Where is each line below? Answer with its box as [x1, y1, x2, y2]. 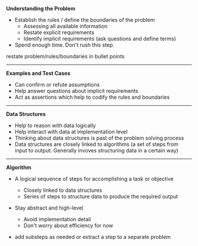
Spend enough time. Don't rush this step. [14, 41, 115, 48]
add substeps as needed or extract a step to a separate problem [14, 234, 171, 240]
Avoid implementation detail [23, 216, 91, 222]
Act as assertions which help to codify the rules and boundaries [14, 94, 170, 101]
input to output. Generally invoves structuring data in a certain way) [14, 147, 179, 154]
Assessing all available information [23, 23, 108, 29]
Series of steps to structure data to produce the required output [23, 193, 179, 200]
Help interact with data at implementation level [14, 128, 128, 135]
